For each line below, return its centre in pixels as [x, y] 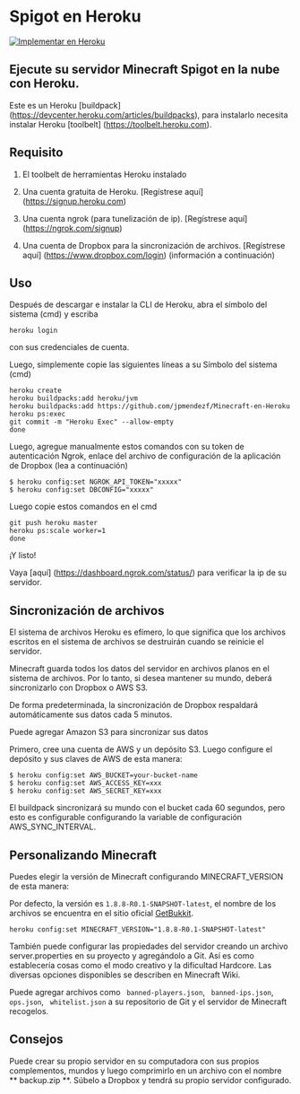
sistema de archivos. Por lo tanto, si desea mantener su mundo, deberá [141, 678]
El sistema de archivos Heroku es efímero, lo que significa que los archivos [148, 632]
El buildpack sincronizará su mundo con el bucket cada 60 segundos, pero [147, 808]
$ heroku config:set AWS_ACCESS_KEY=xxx [86, 783]
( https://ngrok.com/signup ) [72, 228]
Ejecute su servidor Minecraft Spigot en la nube [145, 70]
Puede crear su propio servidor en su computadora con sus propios [134, 1061]
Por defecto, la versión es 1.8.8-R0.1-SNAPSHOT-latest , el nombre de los [143, 903]
